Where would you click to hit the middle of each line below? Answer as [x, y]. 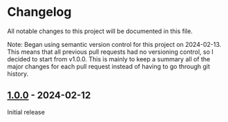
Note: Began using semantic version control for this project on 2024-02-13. [114, 44]
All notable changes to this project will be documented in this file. [100, 31]
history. [18, 74]
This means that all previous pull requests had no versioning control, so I [111, 52]
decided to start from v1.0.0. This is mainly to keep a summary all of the [109, 59]
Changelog [39, 12]
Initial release [26, 112]
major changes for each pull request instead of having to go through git [109, 66]
